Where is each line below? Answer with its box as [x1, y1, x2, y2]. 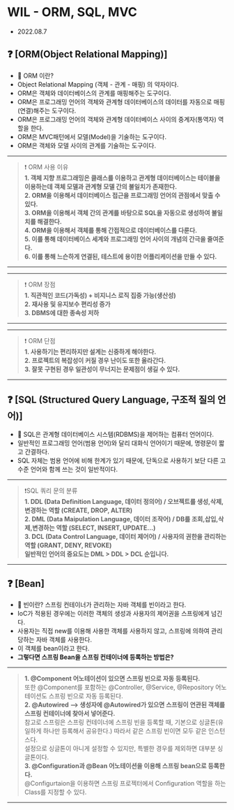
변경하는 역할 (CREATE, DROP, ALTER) [24, 506, 133, 514]
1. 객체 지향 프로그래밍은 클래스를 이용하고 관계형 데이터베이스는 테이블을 [24, 173, 221, 182]
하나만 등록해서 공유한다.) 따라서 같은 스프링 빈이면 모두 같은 [42, 727, 207, 735]
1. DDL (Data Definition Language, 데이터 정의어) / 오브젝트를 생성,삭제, [24, 497, 224, 505]
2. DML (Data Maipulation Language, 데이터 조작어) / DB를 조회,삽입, [24, 514, 219, 523]
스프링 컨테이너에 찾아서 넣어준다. [24, 709, 116, 718]
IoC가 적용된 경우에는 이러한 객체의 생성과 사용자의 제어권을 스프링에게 [17, 609, 210, 618]
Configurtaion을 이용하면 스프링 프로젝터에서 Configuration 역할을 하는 [30, 779, 226, 788]
